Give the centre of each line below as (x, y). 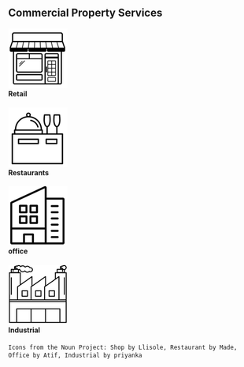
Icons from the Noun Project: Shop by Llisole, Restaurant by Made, (123, 348)
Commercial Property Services (85, 13)
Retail (18, 93)
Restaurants (29, 172)
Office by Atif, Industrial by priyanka (76, 356)
